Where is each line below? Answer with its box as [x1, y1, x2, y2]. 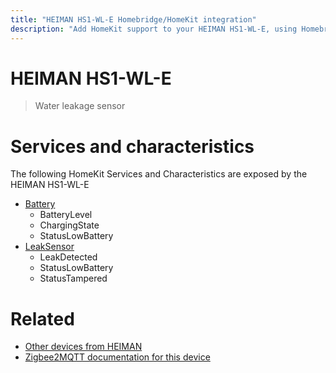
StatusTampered [39, 272, 108, 285]
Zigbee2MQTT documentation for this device [24, 351, 211, 363]
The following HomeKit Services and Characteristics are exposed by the [10, 168, 308, 180]
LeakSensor [24, 241, 75, 253]
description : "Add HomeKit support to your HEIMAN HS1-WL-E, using [10, 24, 298, 34]
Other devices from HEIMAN [24, 341, 143, 353]
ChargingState [39, 219, 100, 231]
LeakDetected [39, 251, 98, 263]
